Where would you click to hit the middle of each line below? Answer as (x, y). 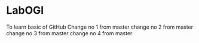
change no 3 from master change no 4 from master (69, 33)
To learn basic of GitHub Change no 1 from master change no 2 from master (100, 27)
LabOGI (25, 10)
